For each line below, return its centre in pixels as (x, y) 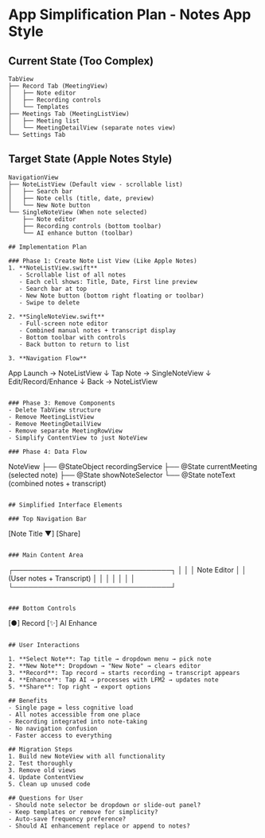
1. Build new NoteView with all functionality (87, 756)
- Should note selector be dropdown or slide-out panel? (105, 805)
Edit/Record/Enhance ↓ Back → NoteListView (83, 381)
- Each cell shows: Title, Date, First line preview (108, 281)
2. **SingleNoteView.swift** (57, 316)
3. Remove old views (43, 770)
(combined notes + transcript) (57, 483)
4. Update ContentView (46, 777)
